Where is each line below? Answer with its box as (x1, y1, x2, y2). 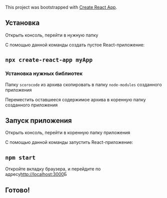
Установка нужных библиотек (5, 70, 83, 77)
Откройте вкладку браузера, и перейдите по (5, 166, 101, 172)
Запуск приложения (5, 116, 72, 125)
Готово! (5, 185, 30, 194)
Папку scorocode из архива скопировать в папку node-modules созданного (5, 81, 162, 87)
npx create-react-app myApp (5, 56, 93, 64)
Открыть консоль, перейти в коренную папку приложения (5, 130, 130, 136)
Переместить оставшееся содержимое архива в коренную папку (5, 96, 146, 102)
